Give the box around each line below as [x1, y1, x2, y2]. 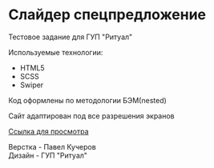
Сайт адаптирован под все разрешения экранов [8, 110, 175, 121]
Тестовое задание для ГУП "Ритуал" [8, 32, 133, 42]
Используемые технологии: [8, 47, 103, 57]
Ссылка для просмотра [8, 126, 89, 136]
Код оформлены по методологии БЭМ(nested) [8, 95, 167, 105]
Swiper [19, 80, 44, 90]
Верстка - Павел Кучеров [8, 142, 96, 151]
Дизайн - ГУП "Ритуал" [8, 150, 88, 160]
